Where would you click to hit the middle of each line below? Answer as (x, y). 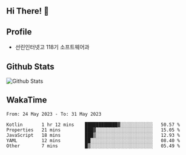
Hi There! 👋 (28, 11)
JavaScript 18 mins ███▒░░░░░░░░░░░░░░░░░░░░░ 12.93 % (93, 135)
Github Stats (30, 66)
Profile (19, 32)
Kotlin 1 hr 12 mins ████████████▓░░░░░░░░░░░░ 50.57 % (93, 125)
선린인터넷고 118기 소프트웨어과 (52, 47)
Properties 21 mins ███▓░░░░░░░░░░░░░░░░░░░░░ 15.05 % (93, 130)
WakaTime (27, 100)
